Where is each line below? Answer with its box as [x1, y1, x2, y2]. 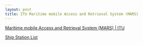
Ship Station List [5, 34, 38, 40]
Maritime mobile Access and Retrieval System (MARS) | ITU [5, 25, 125, 30]
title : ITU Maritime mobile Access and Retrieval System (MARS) [5, 12, 139, 16]
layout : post [5, 7, 32, 12]
